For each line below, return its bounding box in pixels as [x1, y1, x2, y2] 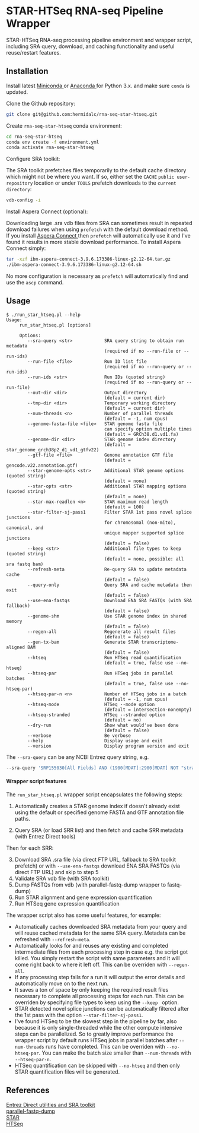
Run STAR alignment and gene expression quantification [14, 894, 152, 901]
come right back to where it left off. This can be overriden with [14, 961, 168, 968]
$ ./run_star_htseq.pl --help [6, 312, 81, 318]
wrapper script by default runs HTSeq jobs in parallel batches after [14, 1036, 178, 1043]
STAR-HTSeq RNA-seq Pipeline [6, 4, 164, 18]
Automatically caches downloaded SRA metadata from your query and [14, 923, 187, 930]
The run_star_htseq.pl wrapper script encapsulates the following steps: [6, 791, 182, 798]
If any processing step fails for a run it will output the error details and [14, 973, 185, 980]
